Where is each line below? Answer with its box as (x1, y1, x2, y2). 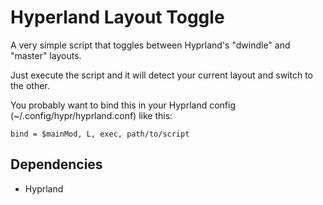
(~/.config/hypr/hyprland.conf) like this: (10, 109, 173, 121)
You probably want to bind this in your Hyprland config (10, 99, 236, 111)
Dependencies (10, 156, 103, 173)
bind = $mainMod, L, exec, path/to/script (10, 129, 190, 139)
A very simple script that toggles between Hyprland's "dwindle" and (10, 39, 291, 51)
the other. (10, 79, 50, 91)
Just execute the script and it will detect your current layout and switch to (10, 69, 313, 81)
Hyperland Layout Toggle (10, 6, 225, 29)
